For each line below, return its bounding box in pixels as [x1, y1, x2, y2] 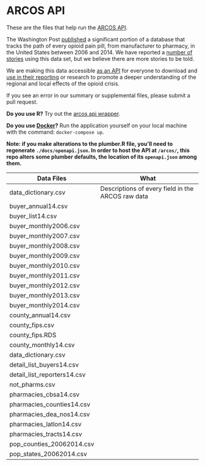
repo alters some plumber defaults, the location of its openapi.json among [6, 153, 197, 160]
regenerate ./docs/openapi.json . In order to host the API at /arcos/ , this [6, 146, 190, 154]
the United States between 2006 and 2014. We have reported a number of [6, 48, 193, 56]
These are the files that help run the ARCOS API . [6, 24, 128, 31]
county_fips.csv [9, 321, 55, 329]
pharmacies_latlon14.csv [9, 420, 82, 428]
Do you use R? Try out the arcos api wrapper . [6, 110, 121, 117]
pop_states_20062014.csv [9, 450, 87, 458]
